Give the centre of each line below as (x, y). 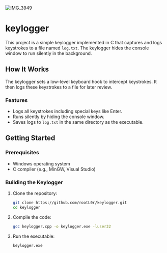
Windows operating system (41, 163)
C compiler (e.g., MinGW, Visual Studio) (54, 169)
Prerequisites (22, 153)
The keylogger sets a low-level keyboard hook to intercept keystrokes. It (81, 81)
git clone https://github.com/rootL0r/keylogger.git (70, 203)
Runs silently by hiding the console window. (58, 117)
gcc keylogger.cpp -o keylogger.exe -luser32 (62, 227)
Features (17, 100)
